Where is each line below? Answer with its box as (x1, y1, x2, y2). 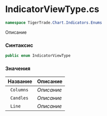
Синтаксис (5, 42, 34, 49)
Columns (10, 87, 29, 93)
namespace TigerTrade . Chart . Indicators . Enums (5, 20, 102, 25)
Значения (5, 65, 31, 72)
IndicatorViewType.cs (5, 4, 99, 15)
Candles (10, 95, 29, 101)
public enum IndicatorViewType (5, 53, 71, 58)
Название (8, 78, 33, 85)
